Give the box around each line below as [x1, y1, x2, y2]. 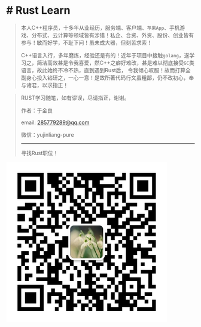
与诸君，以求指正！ [20, 81, 69, 88]
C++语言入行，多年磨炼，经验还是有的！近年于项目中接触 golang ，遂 [20, 51, 190, 58]
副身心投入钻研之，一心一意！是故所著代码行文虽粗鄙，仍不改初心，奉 [20, 74, 194, 81]
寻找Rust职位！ [20, 149, 59, 156]
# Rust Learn [6, 4, 71, 17]
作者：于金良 [20, 107, 53, 114]
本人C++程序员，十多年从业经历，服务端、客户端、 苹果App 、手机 [20, 24, 180, 31]
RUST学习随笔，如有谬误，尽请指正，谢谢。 [20, 94, 130, 101]
